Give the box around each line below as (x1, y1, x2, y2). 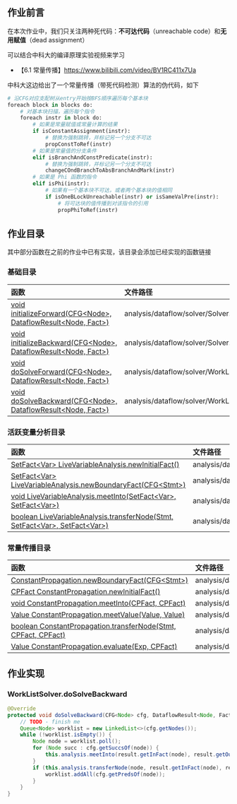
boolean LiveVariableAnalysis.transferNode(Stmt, (11, 512, 174, 521)
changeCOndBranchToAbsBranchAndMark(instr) (44, 167, 175, 175)
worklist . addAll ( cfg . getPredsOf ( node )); (44, 771, 166, 778)
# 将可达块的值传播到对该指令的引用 (57, 200, 149, 207)
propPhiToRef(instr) (57, 206, 119, 213)
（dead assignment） (25, 35, 89, 44)
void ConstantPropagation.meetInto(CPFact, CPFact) (11, 598, 186, 608)
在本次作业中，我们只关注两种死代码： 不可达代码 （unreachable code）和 (7, 27, 221, 35)
